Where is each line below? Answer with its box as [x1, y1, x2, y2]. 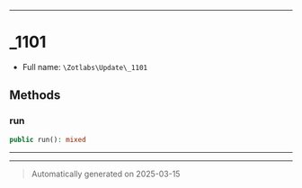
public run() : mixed [9, 135, 87, 144]
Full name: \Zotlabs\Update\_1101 [22, 61, 148, 72]
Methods [9, 87, 61, 103]
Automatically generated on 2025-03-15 [31, 168, 181, 179]
